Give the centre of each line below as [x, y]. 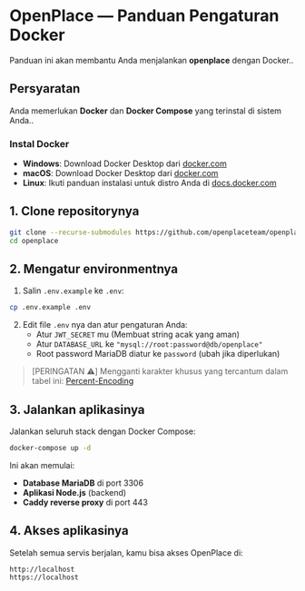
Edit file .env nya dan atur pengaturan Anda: [105, 325]
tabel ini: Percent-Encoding [83, 381]
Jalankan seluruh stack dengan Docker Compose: [103, 431]
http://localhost [42, 569]
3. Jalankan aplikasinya [77, 409]
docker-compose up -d [50, 448]
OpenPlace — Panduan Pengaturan [144, 16]
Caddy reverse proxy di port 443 [85, 502]
